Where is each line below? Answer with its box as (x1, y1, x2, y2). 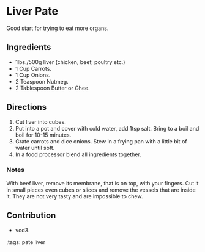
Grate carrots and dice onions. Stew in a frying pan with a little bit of (15, 137, 187, 145)
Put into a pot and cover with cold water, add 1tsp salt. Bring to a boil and (15, 124, 199, 132)
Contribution (6, 211, 56, 221)
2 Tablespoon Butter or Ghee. (15, 84, 90, 92)
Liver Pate (6, 4, 59, 18)
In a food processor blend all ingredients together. (15, 151, 142, 158)
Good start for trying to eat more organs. (6, 24, 109, 32)
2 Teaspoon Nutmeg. (15, 77, 69, 85)
